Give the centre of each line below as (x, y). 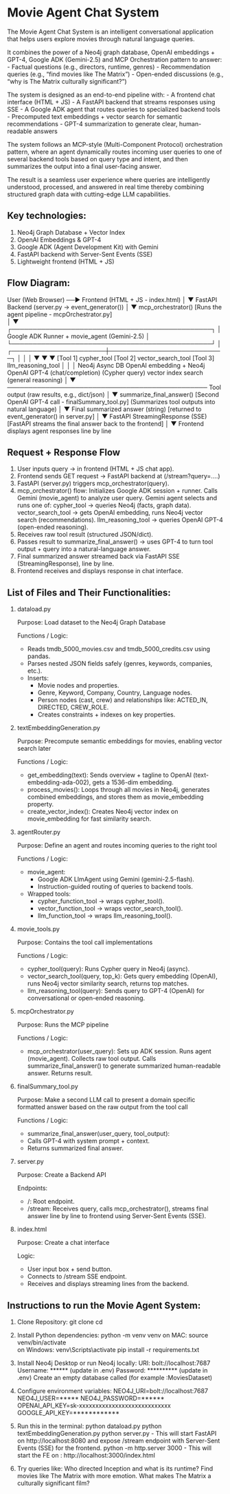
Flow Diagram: (39, 283)
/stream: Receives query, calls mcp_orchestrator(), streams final (118, 1209)
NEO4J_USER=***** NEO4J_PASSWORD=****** (91, 1398)
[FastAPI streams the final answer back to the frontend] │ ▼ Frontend (106, 423)
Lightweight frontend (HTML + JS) (66, 261)
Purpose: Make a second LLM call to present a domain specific (106, 1100)
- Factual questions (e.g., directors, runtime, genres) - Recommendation (109, 67)
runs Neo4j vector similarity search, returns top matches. (108, 983)
